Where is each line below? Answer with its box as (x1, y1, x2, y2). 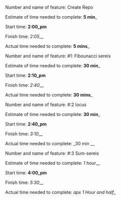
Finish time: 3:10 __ (5, 131, 43, 137)
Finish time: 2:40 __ (5, 82, 44, 88)
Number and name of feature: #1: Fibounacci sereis (5, 53, 111, 59)
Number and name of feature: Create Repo (5, 5, 93, 10)
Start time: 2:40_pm (5, 121, 47, 127)
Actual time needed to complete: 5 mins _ (5, 43, 90, 49)
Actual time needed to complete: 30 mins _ (5, 92, 93, 97)
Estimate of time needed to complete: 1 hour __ (5, 160, 100, 166)
